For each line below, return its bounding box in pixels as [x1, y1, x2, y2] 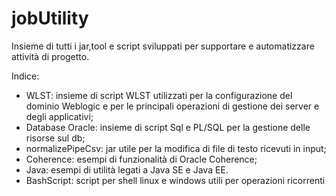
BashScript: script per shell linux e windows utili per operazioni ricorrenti [25, 174, 326, 186]
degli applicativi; [25, 110, 94, 122]
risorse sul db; [25, 132, 86, 144]
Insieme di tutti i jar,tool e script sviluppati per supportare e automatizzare [11, 40, 315, 52]
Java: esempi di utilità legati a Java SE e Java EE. [25, 163, 229, 176]
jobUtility [11, 7, 89, 30]
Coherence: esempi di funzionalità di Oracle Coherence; [25, 153, 258, 165]
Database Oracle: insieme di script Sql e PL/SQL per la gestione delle [25, 121, 311, 133]
